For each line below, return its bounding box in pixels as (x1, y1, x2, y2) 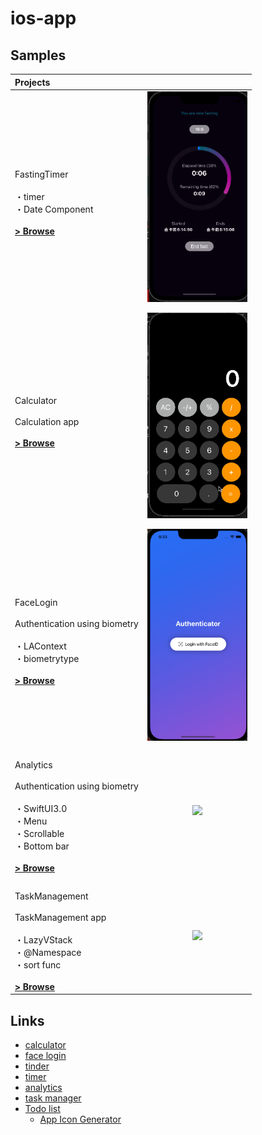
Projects (14, 76, 51, 88)
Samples (10, 47, 67, 64)
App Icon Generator (39, 1113, 122, 1126)
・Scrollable (14, 828, 65, 840)
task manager (24, 1092, 82, 1104)
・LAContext (14, 640, 67, 652)
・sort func (14, 958, 62, 971)
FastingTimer (14, 168, 69, 181)
